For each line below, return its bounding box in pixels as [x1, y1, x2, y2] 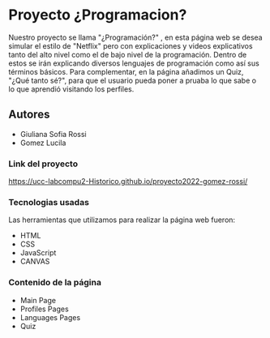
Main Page [19, 295, 57, 305]
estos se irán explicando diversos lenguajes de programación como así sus [8, 58, 259, 68]
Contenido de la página [8, 277, 101, 289]
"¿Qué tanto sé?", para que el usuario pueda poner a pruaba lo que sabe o [8, 75, 257, 85]
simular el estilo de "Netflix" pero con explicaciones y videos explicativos [8, 41, 253, 50]
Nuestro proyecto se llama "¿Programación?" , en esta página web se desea [8, 32, 263, 42]
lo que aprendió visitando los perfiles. [8, 83, 135, 94]
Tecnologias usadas [8, 196, 89, 208]
